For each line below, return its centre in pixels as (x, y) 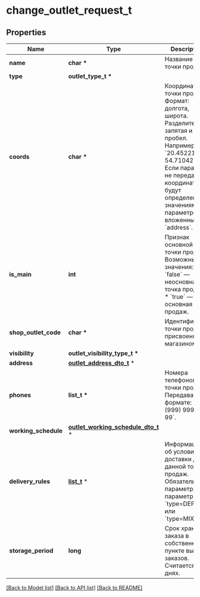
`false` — (177, 274)
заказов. (177, 558)
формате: (178, 402)
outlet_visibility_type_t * (103, 353)
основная (179, 304)
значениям (180, 205)
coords (19, 157)
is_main (20, 274)
